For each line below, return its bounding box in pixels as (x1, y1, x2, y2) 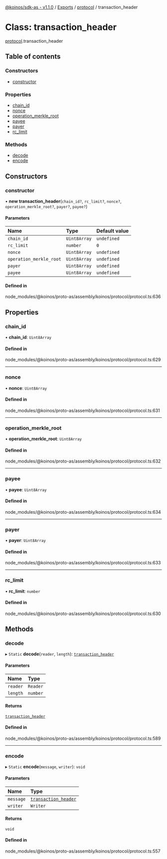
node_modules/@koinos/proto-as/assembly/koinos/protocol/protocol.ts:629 (5, 357, 161, 363)
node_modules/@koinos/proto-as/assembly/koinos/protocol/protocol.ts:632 (5, 458, 161, 464)
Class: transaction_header (5, 22, 117, 33)
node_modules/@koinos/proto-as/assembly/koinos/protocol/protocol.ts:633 (5, 560, 161, 566)
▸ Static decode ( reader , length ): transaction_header (5, 651, 114, 657)
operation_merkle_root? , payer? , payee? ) (5, 203, 88, 209)
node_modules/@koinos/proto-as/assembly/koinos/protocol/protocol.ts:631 (5, 407, 160, 413)
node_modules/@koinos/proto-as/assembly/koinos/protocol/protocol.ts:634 (5, 509, 162, 515)
